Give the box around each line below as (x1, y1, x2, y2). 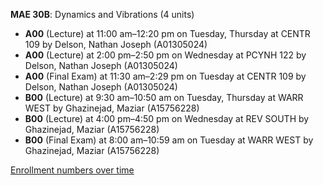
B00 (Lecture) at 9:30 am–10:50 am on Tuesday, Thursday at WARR (24, 92, 304, 103)
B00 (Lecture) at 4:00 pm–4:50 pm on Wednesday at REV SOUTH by (24, 113, 310, 124)
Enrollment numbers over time (10, 164, 135, 176)
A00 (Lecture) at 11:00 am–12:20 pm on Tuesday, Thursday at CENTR (24, 28, 311, 39)
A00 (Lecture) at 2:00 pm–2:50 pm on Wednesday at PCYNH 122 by (24, 49, 307, 61)
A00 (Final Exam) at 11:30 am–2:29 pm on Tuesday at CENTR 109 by (24, 70, 307, 82)
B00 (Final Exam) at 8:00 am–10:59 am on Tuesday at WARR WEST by (24, 134, 314, 146)
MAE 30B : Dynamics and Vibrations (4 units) (10, 9, 195, 20)
